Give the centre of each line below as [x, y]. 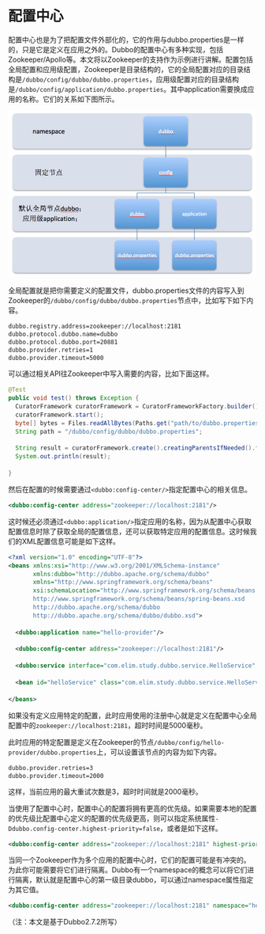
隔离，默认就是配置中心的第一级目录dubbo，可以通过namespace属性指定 [134, 880]
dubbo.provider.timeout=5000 [56, 358]
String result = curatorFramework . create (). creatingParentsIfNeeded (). [136, 448]
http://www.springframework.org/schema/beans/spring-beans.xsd [139, 599]
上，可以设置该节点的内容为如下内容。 [158, 752]
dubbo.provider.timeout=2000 [56, 776]
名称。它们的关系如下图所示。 [70, 99]
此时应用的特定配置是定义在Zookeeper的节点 [81, 742]
